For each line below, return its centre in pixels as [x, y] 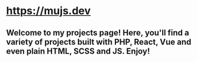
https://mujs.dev [49, 11]
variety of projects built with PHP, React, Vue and [99, 42]
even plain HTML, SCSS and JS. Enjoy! [78, 51]
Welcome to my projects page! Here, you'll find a [98, 33]
